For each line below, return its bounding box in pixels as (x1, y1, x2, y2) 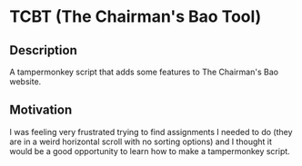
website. (9, 76, 42, 87)
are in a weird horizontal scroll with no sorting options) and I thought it (9, 136, 273, 147)
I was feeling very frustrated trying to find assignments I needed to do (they (9, 126, 293, 137)
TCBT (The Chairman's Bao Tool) (9, 6, 262, 27)
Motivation (9, 103, 73, 118)
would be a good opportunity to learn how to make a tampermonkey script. (9, 145, 291, 156)
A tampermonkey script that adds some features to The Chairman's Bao (9, 66, 279, 77)
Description (9, 43, 77, 58)
